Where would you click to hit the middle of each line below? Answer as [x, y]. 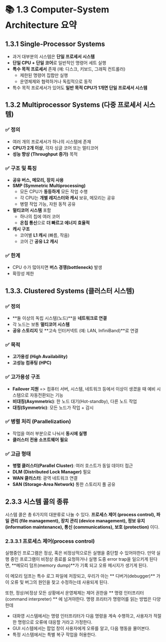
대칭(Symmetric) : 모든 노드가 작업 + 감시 [53, 408]
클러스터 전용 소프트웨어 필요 [40, 439]
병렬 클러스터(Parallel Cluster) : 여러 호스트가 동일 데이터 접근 [73, 466]
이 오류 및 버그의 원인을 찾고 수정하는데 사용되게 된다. [57, 582]
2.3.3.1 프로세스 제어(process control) [50, 541]
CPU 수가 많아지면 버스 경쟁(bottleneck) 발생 [57, 267]
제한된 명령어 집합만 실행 [44, 75]
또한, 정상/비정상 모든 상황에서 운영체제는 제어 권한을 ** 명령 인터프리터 [75, 593]
